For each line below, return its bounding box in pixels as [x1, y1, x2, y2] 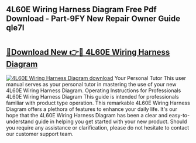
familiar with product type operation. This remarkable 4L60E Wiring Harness [6, 99, 190, 106]
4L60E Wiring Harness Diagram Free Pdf [6, 5, 157, 15]
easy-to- [169, 112, 190, 118]
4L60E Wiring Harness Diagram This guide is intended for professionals [6, 93, 180, 100]
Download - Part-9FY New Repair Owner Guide [6, 14, 180, 24]
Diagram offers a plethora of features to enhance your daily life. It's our [6, 106, 177, 113]
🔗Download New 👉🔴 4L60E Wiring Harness [6, 47, 170, 57]
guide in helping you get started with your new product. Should [35, 118, 187, 125]
